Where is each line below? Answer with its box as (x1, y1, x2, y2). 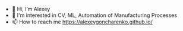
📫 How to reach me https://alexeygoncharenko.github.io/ (11, 18, 153, 25)
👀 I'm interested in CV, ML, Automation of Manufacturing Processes (11, 12, 177, 19)
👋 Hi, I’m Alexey (11, 6, 51, 12)
